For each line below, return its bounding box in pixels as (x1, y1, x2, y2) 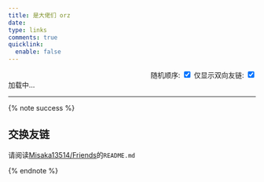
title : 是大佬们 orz (8, 11, 71, 20)
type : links (8, 26, 47, 34)
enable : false (15, 48, 61, 56)
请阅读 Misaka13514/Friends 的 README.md (8, 150, 136, 159)
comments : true (8, 33, 58, 42)
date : (8, 19, 26, 27)
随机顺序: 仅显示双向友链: (150, 71, 245, 79)
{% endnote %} (8, 166, 59, 175)
